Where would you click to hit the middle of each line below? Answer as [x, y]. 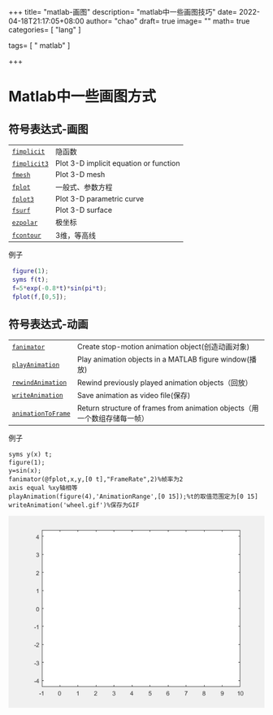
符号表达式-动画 [48, 324]
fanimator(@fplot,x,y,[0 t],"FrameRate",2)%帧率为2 [96, 479]
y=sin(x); [25, 470]
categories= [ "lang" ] [45, 30]
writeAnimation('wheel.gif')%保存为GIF [74, 505]
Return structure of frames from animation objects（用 [168, 408]
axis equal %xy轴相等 [43, 487]
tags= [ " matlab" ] [39, 45]
